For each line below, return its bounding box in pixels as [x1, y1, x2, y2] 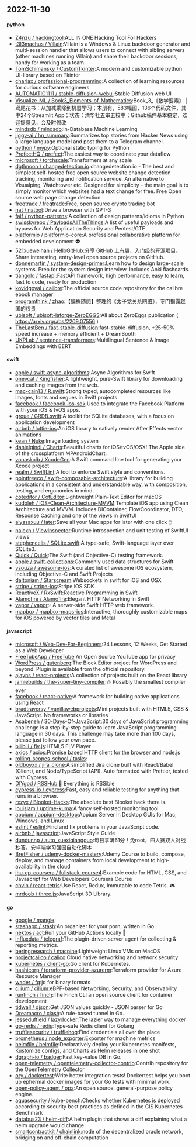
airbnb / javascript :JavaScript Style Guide [15, 830, 116, 836]
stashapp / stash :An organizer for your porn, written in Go [15, 923, 154, 930]
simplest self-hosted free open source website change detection [15, 169, 171, 176]
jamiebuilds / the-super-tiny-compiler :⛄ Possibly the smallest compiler [15, 678, 186, 685]
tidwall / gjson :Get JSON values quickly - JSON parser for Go [15, 1004, 163, 1011]
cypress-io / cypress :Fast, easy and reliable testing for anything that [15, 786, 180, 793]
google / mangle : [15, 917, 56, 924]
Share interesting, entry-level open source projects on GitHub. [15, 253, 165, 260]
